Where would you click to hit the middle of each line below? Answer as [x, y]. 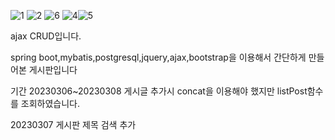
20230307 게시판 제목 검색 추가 [73, 124]
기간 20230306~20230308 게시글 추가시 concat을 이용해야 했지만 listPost [159, 91]
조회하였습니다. [50, 103]
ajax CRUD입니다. [46, 36]
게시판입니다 [53, 69]
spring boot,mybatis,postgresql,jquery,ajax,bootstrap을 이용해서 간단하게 [158, 57]
